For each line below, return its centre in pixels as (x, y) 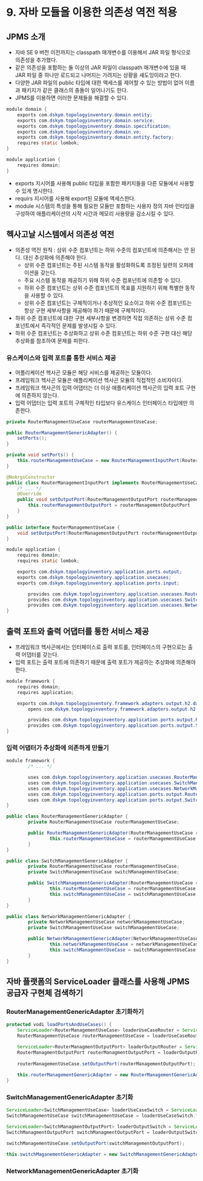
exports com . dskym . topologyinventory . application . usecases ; (94, 577)
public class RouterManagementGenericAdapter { (67, 816)
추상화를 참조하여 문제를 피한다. (52, 341)
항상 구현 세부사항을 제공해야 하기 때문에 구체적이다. (85, 311)
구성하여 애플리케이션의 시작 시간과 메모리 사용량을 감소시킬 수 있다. (95, 213)
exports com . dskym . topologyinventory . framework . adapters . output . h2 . (105, 703)
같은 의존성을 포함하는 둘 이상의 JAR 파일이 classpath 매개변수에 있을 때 (100, 68)
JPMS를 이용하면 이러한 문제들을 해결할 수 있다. (71, 98)
